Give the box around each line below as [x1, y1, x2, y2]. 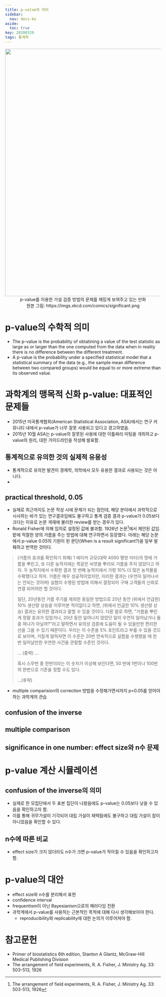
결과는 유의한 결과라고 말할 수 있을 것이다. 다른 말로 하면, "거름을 [24, 609, 149, 615]
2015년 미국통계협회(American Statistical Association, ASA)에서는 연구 [12, 419, 153, 425]
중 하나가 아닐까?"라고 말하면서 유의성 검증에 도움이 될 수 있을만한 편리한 [17, 621, 158, 627]
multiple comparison [5, 725, 71, 734]
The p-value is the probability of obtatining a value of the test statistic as [12, 338, 161, 344]
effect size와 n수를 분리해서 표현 [12, 891, 76, 897]
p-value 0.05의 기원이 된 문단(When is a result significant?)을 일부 [21, 538, 153, 544]
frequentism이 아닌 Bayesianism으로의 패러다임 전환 [12, 902, 115, 908]
